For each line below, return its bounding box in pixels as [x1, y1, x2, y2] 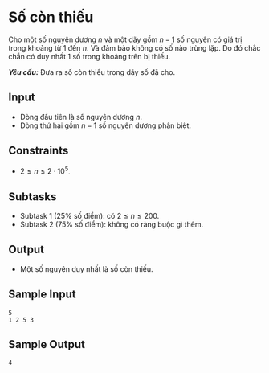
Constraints [8, 144, 69, 158]
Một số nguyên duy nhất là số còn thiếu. [19, 264, 153, 273]
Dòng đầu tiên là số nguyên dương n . [19, 112, 143, 121]
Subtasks [8, 190, 57, 203]
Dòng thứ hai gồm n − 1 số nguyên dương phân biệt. [19, 121, 191, 130]
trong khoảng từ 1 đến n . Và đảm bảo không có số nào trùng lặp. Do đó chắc [8, 43, 261, 52]
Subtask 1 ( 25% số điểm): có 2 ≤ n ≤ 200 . [19, 211, 160, 221]
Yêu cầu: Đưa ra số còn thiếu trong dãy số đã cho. [8, 67, 175, 76]
